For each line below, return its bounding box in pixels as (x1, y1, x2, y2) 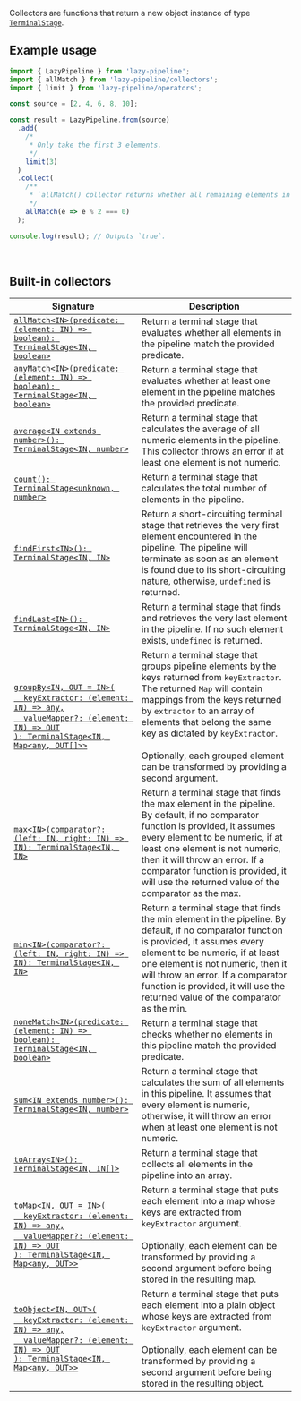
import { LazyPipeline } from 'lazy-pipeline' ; (9, 66, 191, 75)
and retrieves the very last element (141, 612, 288, 625)
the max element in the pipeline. (141, 798, 276, 810)
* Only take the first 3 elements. (29, 141, 163, 149)
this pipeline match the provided (141, 1039, 277, 1052)
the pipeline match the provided (141, 337, 275, 350)
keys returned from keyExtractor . (141, 671, 282, 684)
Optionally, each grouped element (141, 749, 285, 762)
